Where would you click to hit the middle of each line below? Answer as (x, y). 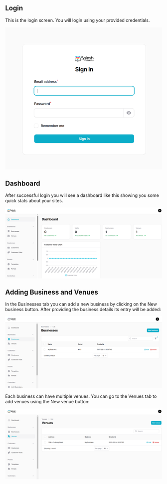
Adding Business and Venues (52, 292)
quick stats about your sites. (34, 201)
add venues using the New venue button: (47, 402)
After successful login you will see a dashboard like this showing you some (82, 195)
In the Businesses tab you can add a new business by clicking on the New (81, 304)
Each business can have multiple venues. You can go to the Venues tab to (81, 396)
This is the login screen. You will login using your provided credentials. (78, 20)
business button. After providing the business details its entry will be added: (83, 310)
